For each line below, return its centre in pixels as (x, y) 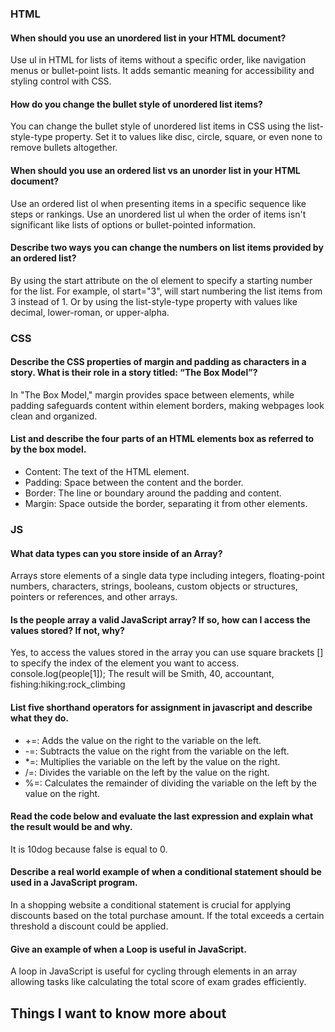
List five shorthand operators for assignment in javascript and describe (161, 707)
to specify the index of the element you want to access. (125, 663)
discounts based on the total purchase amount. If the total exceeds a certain (167, 915)
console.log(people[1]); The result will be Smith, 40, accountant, (142, 674)
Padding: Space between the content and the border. (134, 483)
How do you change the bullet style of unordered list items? (136, 104)
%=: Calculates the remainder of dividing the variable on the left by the (170, 783)
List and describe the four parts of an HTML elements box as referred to (162, 439)
